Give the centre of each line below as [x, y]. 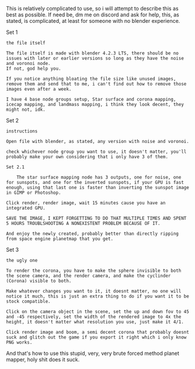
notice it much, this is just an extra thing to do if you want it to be [98, 296]
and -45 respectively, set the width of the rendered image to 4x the [94, 317]
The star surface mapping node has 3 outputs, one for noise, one [99, 177]
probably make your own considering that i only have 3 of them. [87, 157]
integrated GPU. [26, 208]
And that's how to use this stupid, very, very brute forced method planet [93, 353]
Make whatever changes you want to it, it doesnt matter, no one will [94, 291]
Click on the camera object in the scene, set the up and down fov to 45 [98, 312]
